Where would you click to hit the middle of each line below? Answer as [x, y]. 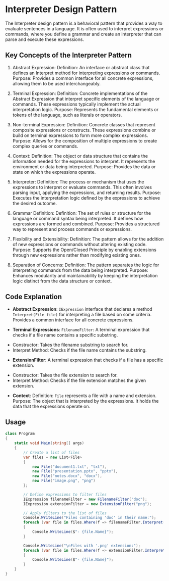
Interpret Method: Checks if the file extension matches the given [79, 380]
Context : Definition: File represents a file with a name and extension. [84, 396]
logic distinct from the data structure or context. [62, 281]
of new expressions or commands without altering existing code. [79, 244]
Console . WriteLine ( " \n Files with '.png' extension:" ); [82, 546]
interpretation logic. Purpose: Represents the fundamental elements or [86, 109]
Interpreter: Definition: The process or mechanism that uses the [78, 182]
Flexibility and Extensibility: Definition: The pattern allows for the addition [88, 239]
